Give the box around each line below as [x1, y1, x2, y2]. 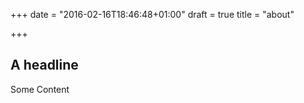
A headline [10, 57, 79, 74]
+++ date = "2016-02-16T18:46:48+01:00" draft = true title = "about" [10, 9, 295, 20]
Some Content [10, 83, 70, 95]
